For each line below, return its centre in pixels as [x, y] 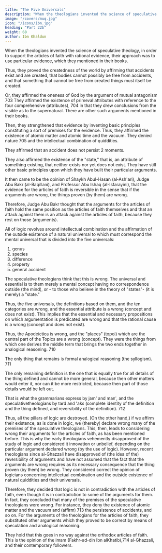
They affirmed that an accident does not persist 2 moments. [65, 150]
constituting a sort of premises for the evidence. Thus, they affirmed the [77, 130]
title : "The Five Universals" [36, 9]
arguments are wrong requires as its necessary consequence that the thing [80, 464]
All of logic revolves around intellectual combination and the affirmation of [79, 229]
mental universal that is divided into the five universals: [60, 239]
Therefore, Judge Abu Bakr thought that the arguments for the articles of [78, 204]
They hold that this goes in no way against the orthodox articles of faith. [77, 535]
